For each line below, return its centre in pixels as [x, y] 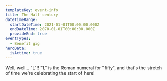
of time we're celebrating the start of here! [50, 73]
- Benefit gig [25, 44]
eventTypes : [18, 39]
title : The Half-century [32, 15]
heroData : [16, 48]
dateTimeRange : [22, 19]
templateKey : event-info [32, 10]
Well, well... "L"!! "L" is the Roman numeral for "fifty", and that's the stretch [84, 68]
